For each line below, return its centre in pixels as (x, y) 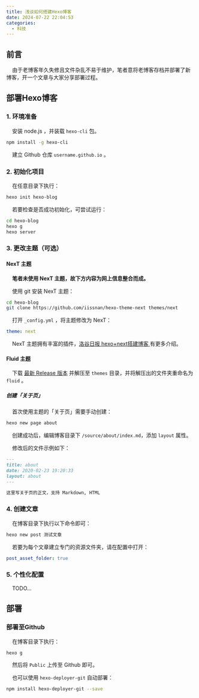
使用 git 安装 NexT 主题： (43, 291)
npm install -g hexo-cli (37, 142)
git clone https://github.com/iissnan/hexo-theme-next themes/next (92, 308)
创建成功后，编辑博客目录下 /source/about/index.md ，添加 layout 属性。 (102, 435)
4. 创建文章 (22, 509)
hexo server (21, 232)
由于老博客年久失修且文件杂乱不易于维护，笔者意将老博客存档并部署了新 (101, 70)
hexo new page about (32, 423)
